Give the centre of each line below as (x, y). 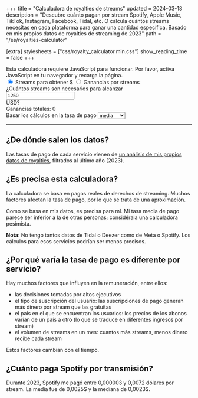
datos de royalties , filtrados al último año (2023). (65, 160)
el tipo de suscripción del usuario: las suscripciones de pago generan (99, 301)
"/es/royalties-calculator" (37, 40)
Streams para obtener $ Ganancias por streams (77, 82)
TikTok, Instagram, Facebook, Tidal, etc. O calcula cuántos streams (88, 21)
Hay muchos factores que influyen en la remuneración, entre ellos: (87, 283)
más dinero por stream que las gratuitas (63, 307)
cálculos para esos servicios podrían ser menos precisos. (76, 241)
